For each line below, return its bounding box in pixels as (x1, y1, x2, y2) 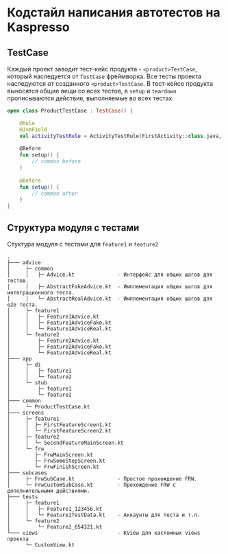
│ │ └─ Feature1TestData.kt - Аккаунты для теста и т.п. (7, 511, 201, 518)
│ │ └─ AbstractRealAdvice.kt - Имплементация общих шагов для (7, 295, 213, 302)
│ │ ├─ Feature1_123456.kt (7, 505, 103, 512)
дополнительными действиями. (7, 487, 90, 494)
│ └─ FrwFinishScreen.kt (7, 463, 99, 470)
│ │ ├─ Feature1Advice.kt (7, 313, 99, 320)
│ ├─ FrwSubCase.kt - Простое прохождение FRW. (7, 475, 197, 482)
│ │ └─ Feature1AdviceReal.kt (7, 325, 112, 332)
